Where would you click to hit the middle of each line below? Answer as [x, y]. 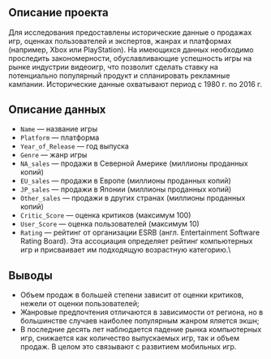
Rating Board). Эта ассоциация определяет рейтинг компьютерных [136, 241]
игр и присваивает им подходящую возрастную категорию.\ [125, 250]
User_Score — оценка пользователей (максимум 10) [110, 224]
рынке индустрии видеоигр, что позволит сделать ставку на [114, 67]
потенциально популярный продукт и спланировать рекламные [119, 76]
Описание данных [57, 110]
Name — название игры [59, 129]
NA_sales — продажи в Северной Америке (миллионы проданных [134, 163]
